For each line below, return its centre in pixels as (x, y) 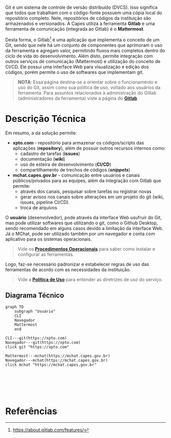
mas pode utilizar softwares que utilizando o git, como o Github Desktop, (82, 223)
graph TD (15, 307)
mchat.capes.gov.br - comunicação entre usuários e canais (76, 175)
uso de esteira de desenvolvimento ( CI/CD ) (66, 164)
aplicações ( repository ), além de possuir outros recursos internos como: (89, 148)
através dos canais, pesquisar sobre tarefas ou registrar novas (86, 191)
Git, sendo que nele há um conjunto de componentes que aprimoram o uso (84, 45)
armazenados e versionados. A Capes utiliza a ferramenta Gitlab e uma (80, 23)
